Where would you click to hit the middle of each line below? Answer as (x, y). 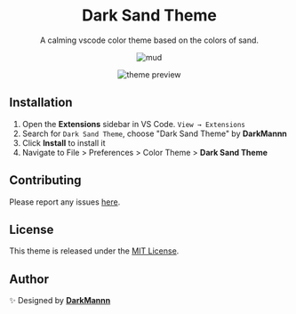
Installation (41, 103)
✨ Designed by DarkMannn (60, 301)
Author (29, 279)
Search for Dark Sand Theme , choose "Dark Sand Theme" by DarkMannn (154, 133)
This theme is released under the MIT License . (94, 251)
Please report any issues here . (65, 202)
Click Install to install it (64, 142)
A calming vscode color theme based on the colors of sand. (149, 40)
